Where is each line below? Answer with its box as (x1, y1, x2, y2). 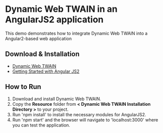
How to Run (5, 83, 41, 91)
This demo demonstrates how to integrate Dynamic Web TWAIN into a (5, 30, 148, 36)
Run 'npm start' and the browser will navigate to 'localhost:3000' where (12, 117, 159, 123)
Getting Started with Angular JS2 (12, 68, 80, 74)
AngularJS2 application (5, 14, 104, 25)
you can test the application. (12, 122, 71, 128)
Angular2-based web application (5, 36, 72, 42)
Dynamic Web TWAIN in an (5, 3, 118, 15)
